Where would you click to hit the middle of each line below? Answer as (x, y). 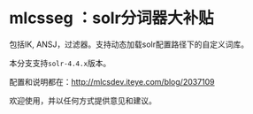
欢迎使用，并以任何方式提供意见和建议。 (83, 100)
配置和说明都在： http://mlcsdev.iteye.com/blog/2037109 (112, 81)
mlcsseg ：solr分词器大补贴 (111, 18)
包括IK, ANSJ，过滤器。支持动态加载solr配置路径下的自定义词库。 (129, 44)
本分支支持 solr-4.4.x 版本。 (60, 63)
